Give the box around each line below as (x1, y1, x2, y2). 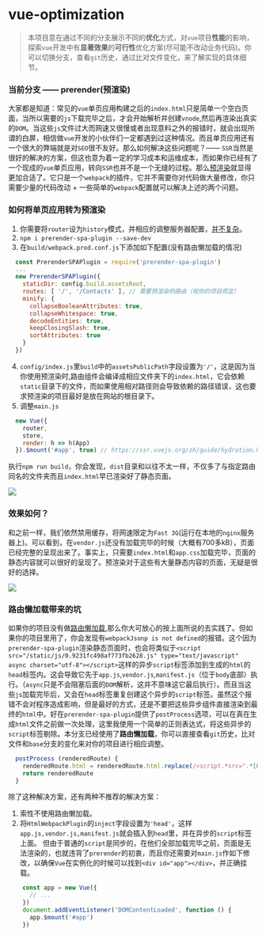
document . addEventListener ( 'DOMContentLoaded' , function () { (22, 906, 232, 914)
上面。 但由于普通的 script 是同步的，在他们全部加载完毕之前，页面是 (19, 839, 245, 848)
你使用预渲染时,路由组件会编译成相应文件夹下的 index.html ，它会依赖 (19, 371, 245, 381)
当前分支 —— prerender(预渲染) (8, 84, 131, 95)
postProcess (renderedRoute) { (15, 754, 119, 763)
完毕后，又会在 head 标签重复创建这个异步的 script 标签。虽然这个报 (36, 689, 252, 699)
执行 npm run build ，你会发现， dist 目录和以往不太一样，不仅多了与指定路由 (8, 461, 256, 472)
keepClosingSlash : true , (28, 324, 112, 332)
